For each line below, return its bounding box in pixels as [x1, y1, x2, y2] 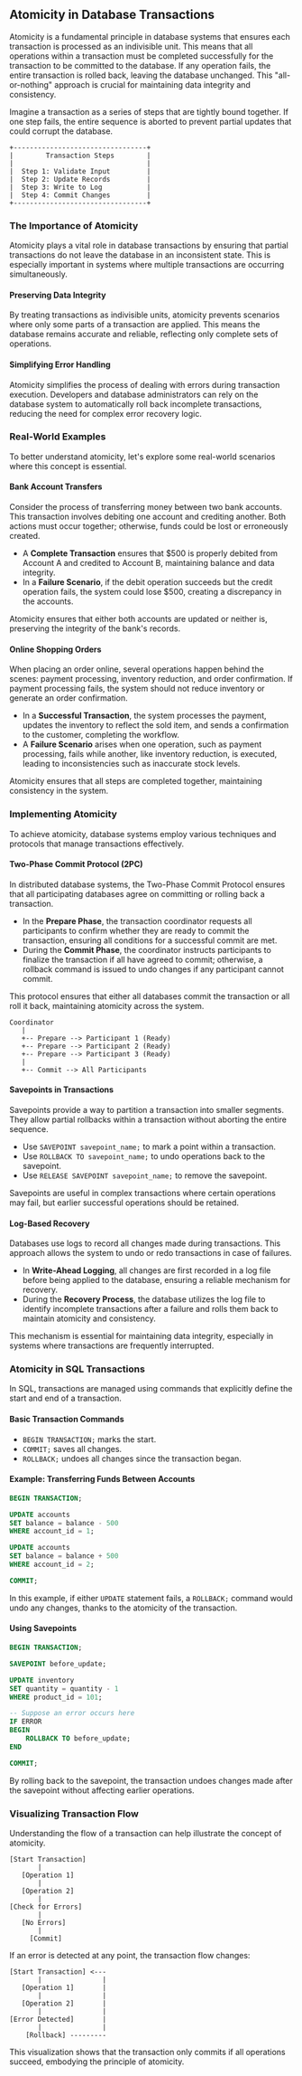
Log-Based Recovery [9, 1218, 90, 1229]
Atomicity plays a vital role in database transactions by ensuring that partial [9, 240, 288, 251]
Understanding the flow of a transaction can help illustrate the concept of [9, 1827, 282, 1838]
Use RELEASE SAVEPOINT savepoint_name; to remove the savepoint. [22, 1170, 268, 1181]
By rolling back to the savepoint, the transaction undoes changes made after [9, 1775, 293, 1786]
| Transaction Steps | [9, 151, 151, 160]
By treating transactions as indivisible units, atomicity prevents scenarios [9, 309, 280, 320]
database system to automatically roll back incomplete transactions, [9, 398, 262, 410]
